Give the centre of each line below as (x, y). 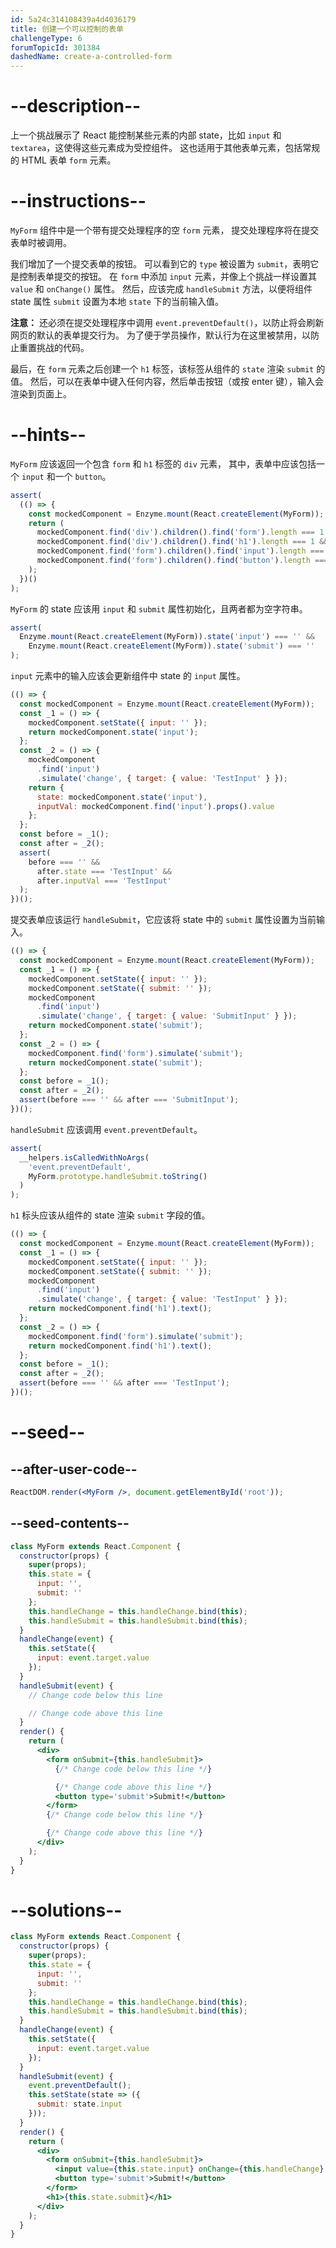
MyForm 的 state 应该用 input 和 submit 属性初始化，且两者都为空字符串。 (159, 608)
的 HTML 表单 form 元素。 (63, 160)
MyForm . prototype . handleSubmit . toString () (118, 1176)
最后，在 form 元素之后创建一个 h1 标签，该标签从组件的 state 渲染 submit (162, 369)
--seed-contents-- (70, 1523)
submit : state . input (79, 2104)
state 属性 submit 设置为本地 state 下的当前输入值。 (117, 301)
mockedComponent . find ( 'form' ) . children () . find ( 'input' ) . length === (180, 551)
